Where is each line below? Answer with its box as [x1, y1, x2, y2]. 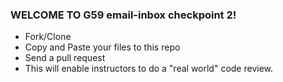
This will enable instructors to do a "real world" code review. [24, 63, 274, 75]
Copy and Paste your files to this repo [24, 41, 181, 53]
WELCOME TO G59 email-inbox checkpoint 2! [10, 8, 237, 22]
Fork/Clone [24, 31, 72, 43]
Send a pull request [24, 52, 106, 64]
